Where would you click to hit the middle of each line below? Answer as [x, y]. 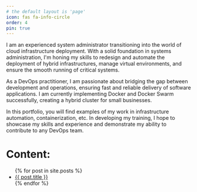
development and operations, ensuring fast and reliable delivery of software [98, 88]
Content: [28, 154]
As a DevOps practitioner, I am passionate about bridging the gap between [97, 82]
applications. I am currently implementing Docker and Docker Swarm [90, 94]
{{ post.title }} [31, 177]
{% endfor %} [32, 183]
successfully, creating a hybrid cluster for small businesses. [79, 100]
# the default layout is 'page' [46, 12]
